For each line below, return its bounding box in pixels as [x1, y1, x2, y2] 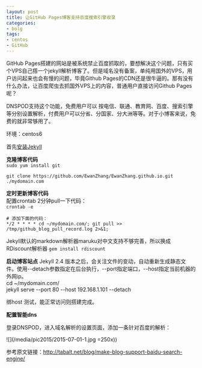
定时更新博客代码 [6, 189, 49, 197]
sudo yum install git [6, 162, 61, 168]
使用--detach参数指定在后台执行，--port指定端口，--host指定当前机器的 [16, 265, 196, 272]
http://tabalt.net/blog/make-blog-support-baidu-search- [43, 348, 183, 355]
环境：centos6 [6, 130, 43, 137]
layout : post [6, 8, 39, 15]
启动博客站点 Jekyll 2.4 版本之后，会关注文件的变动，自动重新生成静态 [6, 257, 181, 265]
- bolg [6, 25, 23, 32]
